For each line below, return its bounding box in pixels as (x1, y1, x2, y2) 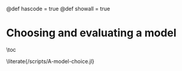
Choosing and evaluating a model (6, 26, 177, 40)
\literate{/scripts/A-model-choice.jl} (6, 57, 95, 65)
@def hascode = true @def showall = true (6, 5, 111, 12)
